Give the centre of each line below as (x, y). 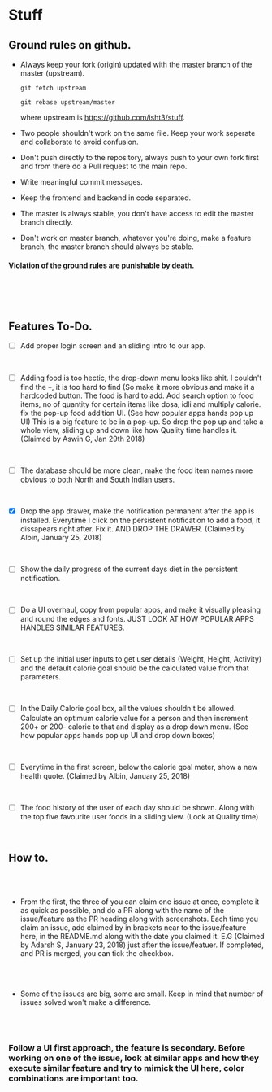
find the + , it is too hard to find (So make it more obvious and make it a (137, 387)
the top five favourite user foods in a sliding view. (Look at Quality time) (139, 816)
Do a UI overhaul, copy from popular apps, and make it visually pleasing (140, 610)
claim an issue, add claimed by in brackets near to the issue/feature (133, 928)
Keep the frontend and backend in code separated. (106, 198)
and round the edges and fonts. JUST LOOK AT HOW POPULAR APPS (137, 619)
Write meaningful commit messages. (82, 182)
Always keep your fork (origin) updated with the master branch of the (136, 64)
